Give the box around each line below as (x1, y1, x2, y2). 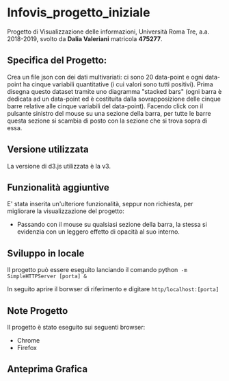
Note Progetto (7, 305, 68, 317)
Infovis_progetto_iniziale (7, 5, 150, 21)
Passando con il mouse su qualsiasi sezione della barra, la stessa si (16, 221, 207, 229)
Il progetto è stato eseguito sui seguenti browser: (7, 323, 146, 331)
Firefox (16, 344, 38, 352)
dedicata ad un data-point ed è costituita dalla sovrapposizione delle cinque (7, 95, 221, 103)
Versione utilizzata (7, 144, 89, 156)
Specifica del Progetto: (7, 55, 107, 66)
